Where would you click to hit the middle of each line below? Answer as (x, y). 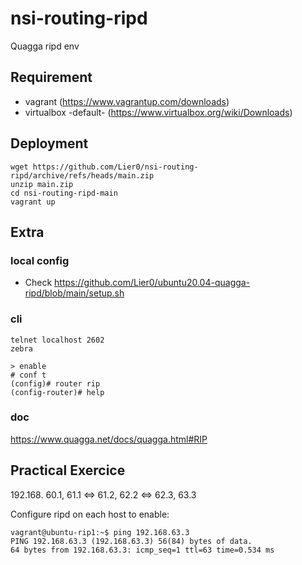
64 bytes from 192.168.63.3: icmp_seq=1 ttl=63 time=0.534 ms (142, 550)
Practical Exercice (68, 470)
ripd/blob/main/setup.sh (74, 293)
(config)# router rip (55, 383)
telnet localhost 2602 (57, 340)
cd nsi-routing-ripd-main (64, 193)
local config (40, 260)
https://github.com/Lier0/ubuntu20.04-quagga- (152, 283)
